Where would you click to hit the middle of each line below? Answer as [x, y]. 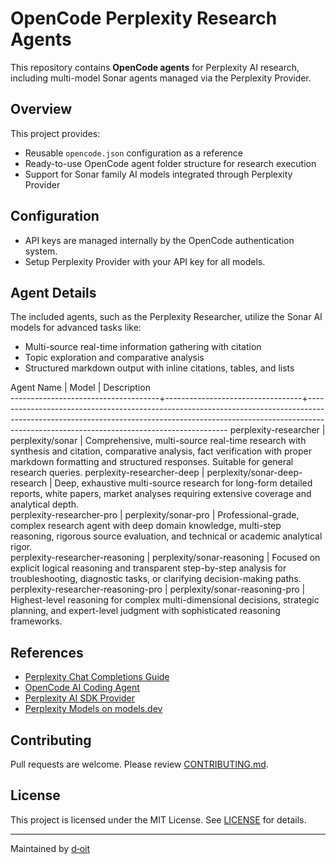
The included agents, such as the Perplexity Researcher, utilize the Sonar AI [166, 317]
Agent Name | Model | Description [80, 388]
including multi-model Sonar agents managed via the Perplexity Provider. [161, 78]
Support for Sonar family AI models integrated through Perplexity [158, 174]
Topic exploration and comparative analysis [114, 358]
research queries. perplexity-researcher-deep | [107, 473]
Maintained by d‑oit [50, 848]
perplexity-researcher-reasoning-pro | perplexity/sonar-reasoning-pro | [158, 589]
